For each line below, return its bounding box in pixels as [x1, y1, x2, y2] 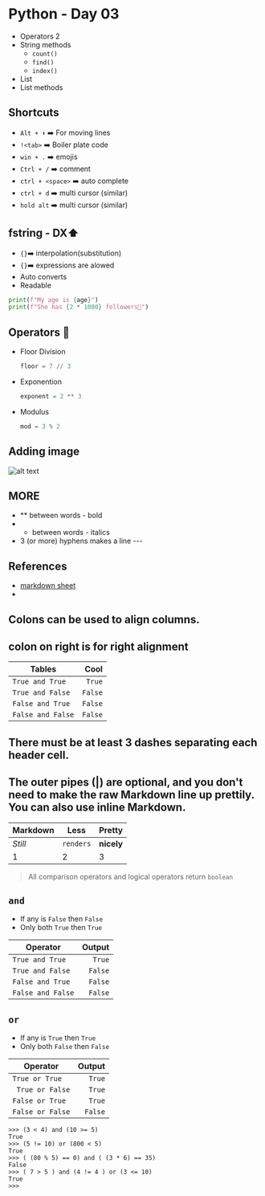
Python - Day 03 [8, 5, 120, 23]
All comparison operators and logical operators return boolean [27, 871, 234, 881]
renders [62, 839, 92, 848]
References [8, 559, 67, 573]
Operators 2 [19, 31, 60, 41]
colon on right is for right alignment [8, 639, 189, 653]
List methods [19, 82, 63, 92]
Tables [30, 663, 57, 675]
